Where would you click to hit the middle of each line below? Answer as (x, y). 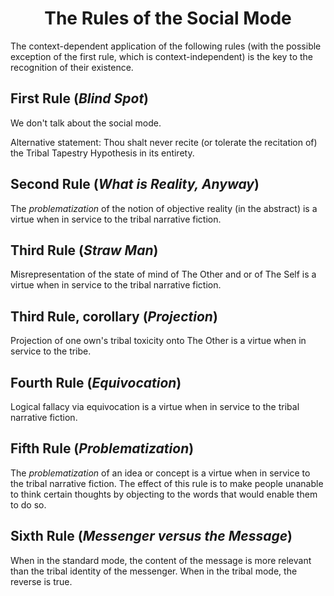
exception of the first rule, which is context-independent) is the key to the (162, 56)
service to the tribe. (51, 351)
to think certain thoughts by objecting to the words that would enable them (164, 494)
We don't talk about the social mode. (86, 123)
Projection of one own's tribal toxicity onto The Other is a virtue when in (158, 341)
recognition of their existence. (72, 67)
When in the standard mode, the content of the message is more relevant (161, 560)
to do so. (28, 504)
